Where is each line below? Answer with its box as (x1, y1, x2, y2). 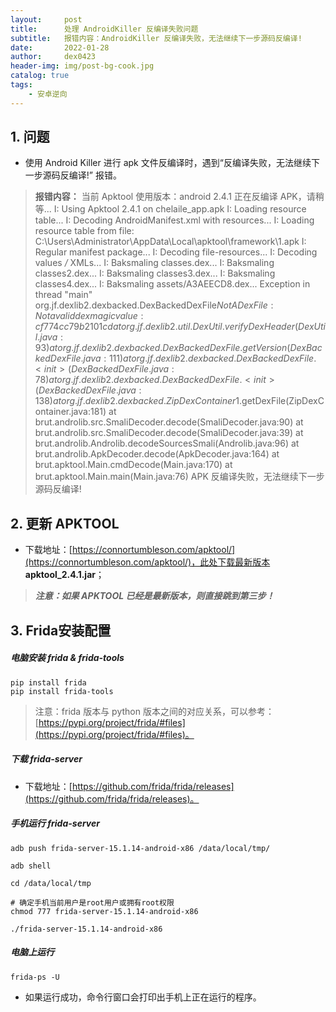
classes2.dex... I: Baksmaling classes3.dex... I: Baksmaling (34, 267, 276, 280)
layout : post (10, 14, 83, 25)
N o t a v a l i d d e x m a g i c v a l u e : (34, 310, 144, 322)
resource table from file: (34, 225, 135, 237)
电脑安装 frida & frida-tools (10, 652, 125, 664)
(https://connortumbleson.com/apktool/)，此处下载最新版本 (24, 556, 271, 568)
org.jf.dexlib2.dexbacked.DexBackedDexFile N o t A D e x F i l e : (34, 299, 274, 311)
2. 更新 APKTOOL (10, 515, 120, 532)
